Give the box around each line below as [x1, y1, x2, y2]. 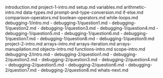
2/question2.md [5, 57, 38, 62]
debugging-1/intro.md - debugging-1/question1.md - [5, 20, 111, 26]
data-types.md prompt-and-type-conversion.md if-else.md [23, 9, 144, 15]
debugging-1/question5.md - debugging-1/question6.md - [5, 31, 123, 36]
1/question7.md [5, 36, 36, 41]
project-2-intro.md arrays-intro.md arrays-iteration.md [5, 41, 116, 46]
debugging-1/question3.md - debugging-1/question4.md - [40, 25, 159, 31]
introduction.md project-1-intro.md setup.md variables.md [5, 4, 123, 10]
